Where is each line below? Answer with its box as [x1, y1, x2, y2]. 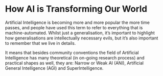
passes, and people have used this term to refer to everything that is [5, 24, 143, 30]
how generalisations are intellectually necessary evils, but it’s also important [5, 35, 158, 41]
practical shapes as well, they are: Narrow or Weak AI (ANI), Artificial [5, 60, 144, 66]
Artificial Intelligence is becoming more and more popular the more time [5, 19, 150, 25]
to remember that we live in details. [5, 40, 76, 46]
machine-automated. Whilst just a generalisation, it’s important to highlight [5, 30, 155, 36]
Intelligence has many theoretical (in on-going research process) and [5, 55, 144, 60]
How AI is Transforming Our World [5, 3, 148, 15]
